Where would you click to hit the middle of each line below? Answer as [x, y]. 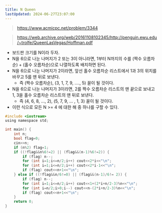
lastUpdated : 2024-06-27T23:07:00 [40, 14]
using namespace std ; [27, 121]
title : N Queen [20, 9]
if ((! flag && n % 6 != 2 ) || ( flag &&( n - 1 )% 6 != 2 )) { [62, 152]
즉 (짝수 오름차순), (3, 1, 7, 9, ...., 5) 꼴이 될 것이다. [67, 82]
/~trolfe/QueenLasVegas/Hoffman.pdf [55, 42]
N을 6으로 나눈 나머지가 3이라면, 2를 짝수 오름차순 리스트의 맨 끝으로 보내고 [83, 89]
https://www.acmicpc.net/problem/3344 [57, 28]
